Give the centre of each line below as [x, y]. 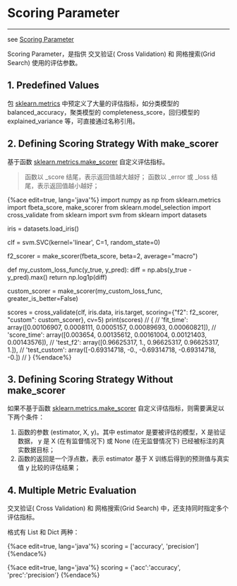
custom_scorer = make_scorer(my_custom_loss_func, [85, 291]
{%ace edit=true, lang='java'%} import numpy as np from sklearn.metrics [114, 200]
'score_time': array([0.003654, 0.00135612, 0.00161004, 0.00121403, [107, 335]
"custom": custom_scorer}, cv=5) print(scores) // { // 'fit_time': [98, 319]
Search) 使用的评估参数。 [44, 62]
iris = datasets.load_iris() [43, 229]
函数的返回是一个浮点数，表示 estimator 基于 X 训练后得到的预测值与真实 [123, 459]
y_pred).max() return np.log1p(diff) [57, 277]
